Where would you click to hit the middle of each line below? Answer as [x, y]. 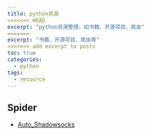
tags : [15, 72]
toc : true [22, 53]
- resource [29, 79]
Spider [22, 107]
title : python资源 [33, 14]
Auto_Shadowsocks [46, 124]
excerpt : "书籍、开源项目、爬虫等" [53, 40]
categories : [25, 60]
